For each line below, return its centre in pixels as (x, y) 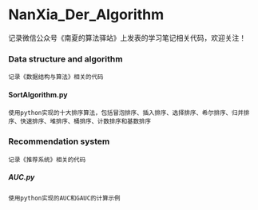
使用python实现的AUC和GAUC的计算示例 (64, 198)
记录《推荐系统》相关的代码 (47, 160)
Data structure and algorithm (65, 59)
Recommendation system (59, 141)
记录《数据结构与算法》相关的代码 (56, 77)
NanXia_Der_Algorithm (86, 15)
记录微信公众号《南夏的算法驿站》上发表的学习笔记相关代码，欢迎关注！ (127, 38)
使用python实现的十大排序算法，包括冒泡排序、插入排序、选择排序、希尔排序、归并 (126, 113)
